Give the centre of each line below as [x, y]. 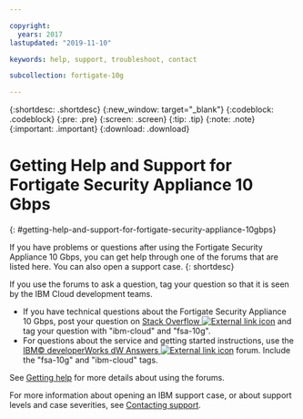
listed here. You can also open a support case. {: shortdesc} [122, 267]
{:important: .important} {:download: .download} [100, 129]
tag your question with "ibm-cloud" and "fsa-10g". [116, 331]
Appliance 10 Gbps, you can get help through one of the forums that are [144, 257]
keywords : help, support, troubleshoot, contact [103, 59]
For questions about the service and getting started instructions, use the [158, 341]
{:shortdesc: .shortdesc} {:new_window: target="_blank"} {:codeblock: [142, 109]
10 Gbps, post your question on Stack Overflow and [157, 322]
